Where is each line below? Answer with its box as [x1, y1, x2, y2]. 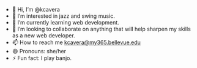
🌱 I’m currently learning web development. [12, 19, 119, 26]
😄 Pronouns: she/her [12, 48, 66, 55]
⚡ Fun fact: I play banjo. [12, 55, 72, 61]
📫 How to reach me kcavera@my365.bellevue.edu [12, 39, 141, 46]
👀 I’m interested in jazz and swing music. [12, 12, 115, 20]
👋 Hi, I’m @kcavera [12, 6, 60, 13]
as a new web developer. [12, 32, 75, 39]
